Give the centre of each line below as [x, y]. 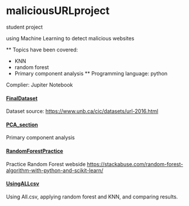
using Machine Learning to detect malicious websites [70, 38]
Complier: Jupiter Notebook [39, 85]
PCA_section [22, 125]
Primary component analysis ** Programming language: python [91, 73]
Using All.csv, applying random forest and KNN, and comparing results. [92, 197]
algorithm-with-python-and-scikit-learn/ [55, 170]
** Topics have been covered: [42, 49]
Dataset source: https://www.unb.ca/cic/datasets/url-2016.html [82, 111]
